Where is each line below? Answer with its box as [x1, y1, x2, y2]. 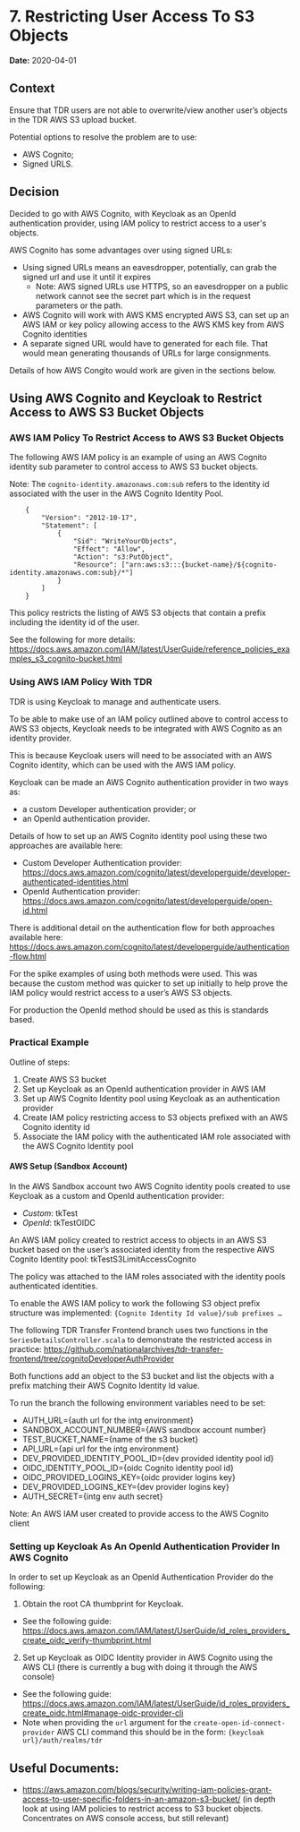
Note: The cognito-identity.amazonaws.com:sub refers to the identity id [9, 479, 270, 490]
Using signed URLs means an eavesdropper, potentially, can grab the [21, 261, 277, 272]
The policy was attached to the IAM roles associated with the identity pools [9, 1271, 286, 1282]
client [9, 1518, 29, 1528]
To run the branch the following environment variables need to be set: [9, 1398, 266, 1408]
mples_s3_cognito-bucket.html [9, 654, 123, 664]
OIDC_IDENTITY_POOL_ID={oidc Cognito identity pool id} [21, 1462, 234, 1474]
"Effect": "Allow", [72, 544, 146, 554]
